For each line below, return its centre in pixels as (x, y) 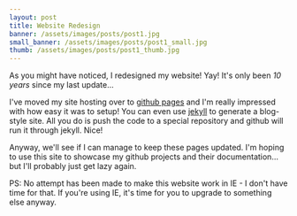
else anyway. (33, 202)
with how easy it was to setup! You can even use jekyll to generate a (133, 112)
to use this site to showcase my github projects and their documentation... (144, 157)
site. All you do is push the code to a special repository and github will (156, 121)
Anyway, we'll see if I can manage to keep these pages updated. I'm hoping (147, 148)
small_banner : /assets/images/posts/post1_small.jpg (108, 42)
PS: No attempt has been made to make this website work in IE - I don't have (148, 183)
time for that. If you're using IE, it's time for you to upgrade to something (141, 193)
